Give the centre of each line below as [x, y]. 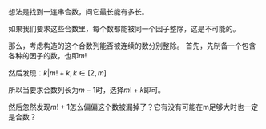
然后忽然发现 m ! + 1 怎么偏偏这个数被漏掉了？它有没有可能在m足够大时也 [126, 107]
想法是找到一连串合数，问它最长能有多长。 [79, 12]
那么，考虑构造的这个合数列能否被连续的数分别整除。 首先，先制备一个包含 [132, 46]
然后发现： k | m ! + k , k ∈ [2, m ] [57, 73]
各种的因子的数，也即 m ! [48, 56]
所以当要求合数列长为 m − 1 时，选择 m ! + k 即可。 [87, 90]
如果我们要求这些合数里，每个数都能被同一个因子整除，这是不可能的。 [124, 29]
